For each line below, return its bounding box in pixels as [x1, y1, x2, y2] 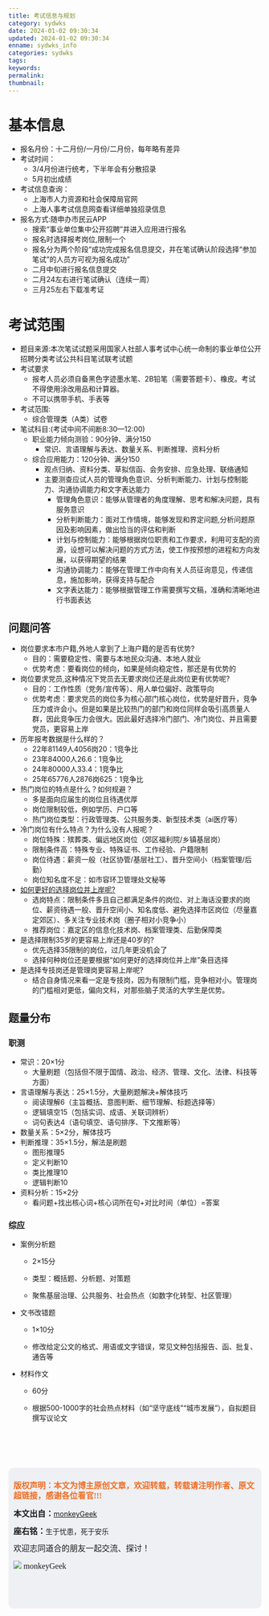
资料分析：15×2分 [19, 1187, 79, 1197]
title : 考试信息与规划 [8, 11, 76, 20]
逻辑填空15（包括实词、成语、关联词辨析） [31, 1107, 173, 1117]
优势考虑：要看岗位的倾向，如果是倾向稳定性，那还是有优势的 [31, 664, 237, 673]
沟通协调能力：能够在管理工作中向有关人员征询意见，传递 [55, 565, 247, 575]
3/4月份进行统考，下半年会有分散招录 [31, 164, 157, 174]
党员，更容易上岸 [31, 724, 89, 734]
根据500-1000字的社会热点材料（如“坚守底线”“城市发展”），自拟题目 [31, 1403, 257, 1413]
